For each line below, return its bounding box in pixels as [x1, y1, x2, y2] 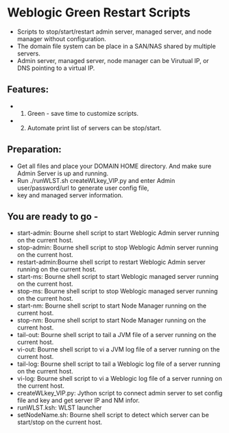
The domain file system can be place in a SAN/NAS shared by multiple [16, 42, 216, 50]
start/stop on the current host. [16, 418, 103, 426]
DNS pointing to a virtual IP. [16, 64, 95, 72]
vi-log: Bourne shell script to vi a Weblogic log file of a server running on [16, 375, 223, 383]
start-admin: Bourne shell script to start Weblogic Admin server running [16, 229, 219, 237]
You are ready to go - [7, 210, 98, 222]
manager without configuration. [16, 34, 106, 42]
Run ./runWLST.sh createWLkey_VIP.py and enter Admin [16, 176, 176, 184]
